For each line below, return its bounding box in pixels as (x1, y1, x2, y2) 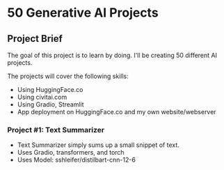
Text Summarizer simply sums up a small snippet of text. (17, 141, 179, 149)
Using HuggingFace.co (17, 86, 83, 93)
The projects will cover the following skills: (7, 72, 129, 80)
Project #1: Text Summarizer (7, 125, 105, 134)
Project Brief (7, 33, 63, 45)
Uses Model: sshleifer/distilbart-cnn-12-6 (17, 155, 136, 164)
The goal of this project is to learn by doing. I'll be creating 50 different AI (7, 51, 218, 59)
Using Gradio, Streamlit (17, 100, 85, 109)
